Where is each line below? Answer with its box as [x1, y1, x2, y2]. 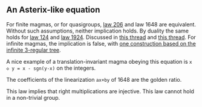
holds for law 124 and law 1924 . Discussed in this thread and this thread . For [6, 33, 197, 41]
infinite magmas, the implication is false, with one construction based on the [6, 40, 197, 47]
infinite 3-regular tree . [6, 46, 62, 53]
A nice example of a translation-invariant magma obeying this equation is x [6, 58, 192, 65]
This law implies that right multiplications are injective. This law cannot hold [6, 87, 195, 95]
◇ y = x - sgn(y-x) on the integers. [6, 64, 96, 72]
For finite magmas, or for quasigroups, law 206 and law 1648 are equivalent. [6, 20, 197, 28]
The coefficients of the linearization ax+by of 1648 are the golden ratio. [6, 76, 182, 83]
